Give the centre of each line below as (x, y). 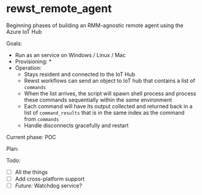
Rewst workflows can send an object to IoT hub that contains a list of (109, 81)
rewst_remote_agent (59, 9)
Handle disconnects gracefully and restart (76, 125)
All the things (31, 172)
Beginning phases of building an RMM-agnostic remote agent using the (95, 25)
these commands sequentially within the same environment (98, 100)
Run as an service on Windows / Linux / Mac (70, 55)
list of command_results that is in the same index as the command (104, 113)
